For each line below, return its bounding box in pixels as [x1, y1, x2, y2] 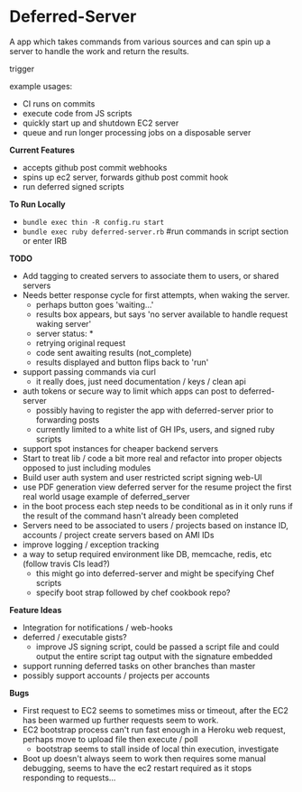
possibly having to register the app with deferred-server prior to [35, 405, 274, 415]
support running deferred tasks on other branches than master [22, 660, 256, 671]
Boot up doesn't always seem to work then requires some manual [22, 752, 266, 764]
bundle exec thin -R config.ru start [22, 218, 165, 227]
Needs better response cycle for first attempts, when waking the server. [22, 289, 290, 300]
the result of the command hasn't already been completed [22, 510, 239, 521]
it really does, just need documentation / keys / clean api [35, 376, 246, 387]
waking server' [35, 318, 92, 329]
